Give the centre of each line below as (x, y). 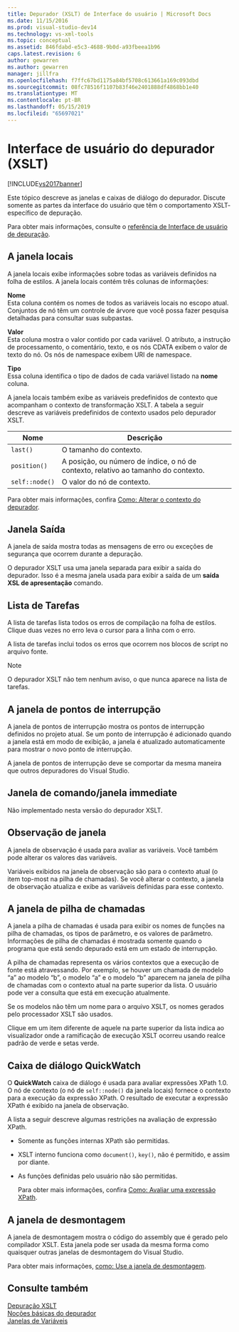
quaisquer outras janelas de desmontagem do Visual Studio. (95, 1252)
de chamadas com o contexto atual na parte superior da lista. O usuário (112, 985)
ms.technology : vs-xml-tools (51, 34)
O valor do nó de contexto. (106, 482)
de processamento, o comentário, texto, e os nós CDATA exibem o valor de (117, 347)
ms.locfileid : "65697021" (46, 113)
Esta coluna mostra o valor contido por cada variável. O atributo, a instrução (119, 339)
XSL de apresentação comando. (55, 583)
